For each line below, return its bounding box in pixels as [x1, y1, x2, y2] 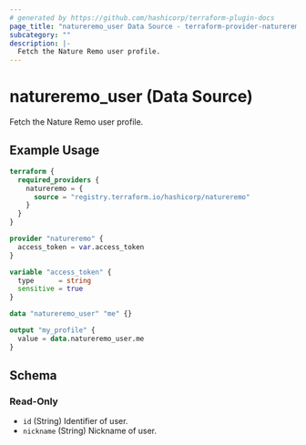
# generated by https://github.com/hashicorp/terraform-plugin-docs [9, 13, 275, 23]
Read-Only [9, 395, 59, 408]
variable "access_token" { [9, 268, 112, 277]
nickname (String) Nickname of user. [22, 425, 158, 437]
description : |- [9, 38, 71, 48]
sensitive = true [17, 284, 84, 294]
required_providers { [17, 175, 100, 185]
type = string [17, 276, 92, 285]
